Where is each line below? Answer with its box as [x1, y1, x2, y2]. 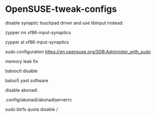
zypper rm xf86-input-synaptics [5, 29, 71, 35]
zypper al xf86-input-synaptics [5, 39, 69, 45]
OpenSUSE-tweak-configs [5, 3, 117, 15]
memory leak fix [5, 58, 38, 64]
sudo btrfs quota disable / [5, 106, 58, 112]
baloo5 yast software [5, 77, 49, 83]
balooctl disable [5, 68, 38, 74]
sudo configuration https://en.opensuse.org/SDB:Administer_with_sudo [5, 49, 151, 55]
